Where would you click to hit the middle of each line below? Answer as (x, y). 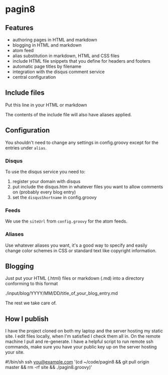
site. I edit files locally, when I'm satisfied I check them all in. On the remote (83, 336)
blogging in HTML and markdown (47, 45)
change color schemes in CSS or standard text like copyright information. (81, 250)
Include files (25, 93)
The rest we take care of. (31, 303)
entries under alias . (26, 148)
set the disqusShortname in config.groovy (54, 197)
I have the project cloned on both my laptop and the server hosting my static (84, 331)
